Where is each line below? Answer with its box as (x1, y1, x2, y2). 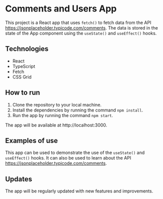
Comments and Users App (5, 3, 117, 14)
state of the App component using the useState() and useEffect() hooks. (5, 30, 157, 36)
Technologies (5, 44, 49, 53)
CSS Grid (12, 73, 31, 80)
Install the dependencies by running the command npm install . (12, 107, 143, 113)
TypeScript (12, 63, 35, 69)
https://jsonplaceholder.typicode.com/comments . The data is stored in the (5, 24, 158, 30)
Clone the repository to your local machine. (12, 101, 101, 107)
